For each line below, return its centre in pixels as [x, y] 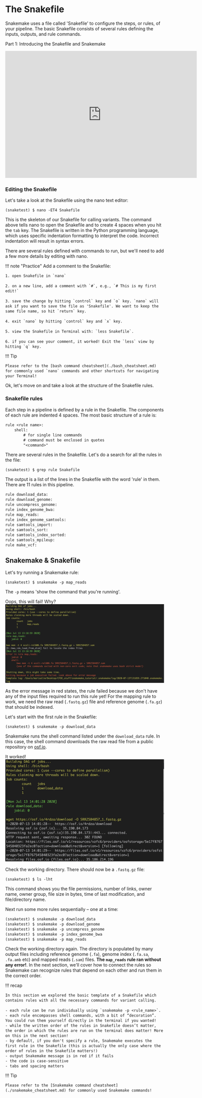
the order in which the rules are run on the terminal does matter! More [84, 1031]
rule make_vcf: [21, 545]
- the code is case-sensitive [37, 1061]
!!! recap [14, 986]
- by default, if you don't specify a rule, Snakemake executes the [79, 1041]
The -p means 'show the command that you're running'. [63, 592]
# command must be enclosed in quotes [64, 440]
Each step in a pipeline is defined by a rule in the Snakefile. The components [85, 409]
